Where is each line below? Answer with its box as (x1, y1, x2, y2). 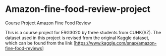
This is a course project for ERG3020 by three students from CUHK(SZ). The (5, 29, 162, 35)
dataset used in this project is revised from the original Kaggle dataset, (5, 35, 150, 41)
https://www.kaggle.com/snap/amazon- (75, 40, 157, 46)
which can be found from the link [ (5, 40, 75, 46)
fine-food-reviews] (5, 45, 44, 51)
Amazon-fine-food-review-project (5, 3, 151, 15)
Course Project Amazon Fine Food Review (5, 20, 91, 26)
